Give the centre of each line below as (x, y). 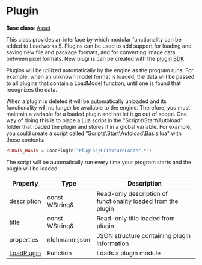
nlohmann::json (69, 239)
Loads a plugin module (129, 253)
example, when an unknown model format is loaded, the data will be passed (100, 76)
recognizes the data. (32, 89)
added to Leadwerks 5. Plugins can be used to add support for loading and (99, 46)
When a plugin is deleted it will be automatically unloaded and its (87, 101)
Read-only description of (132, 193)
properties (24, 239)
